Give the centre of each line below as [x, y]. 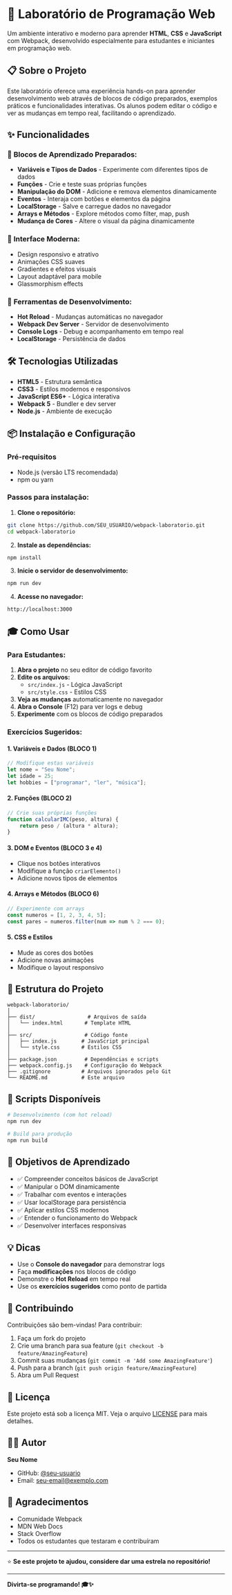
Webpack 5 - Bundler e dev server [67, 403]
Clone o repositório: [46, 512]
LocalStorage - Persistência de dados [71, 339]
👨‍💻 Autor [27, 1443]
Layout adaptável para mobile [59, 276]
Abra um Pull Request [48, 1375]
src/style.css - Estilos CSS [67, 692]
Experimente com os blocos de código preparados [90, 714]
